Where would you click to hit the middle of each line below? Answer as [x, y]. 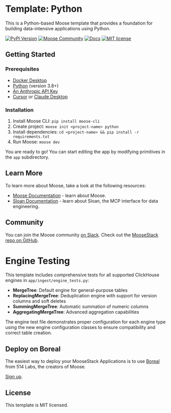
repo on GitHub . [22, 240]
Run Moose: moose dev [36, 142]
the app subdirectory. [27, 157]
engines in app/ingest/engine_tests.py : [47, 280]
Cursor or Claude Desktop [40, 96]
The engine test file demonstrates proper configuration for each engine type [86, 322]
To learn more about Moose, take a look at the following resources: [76, 185]
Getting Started [30, 55]
